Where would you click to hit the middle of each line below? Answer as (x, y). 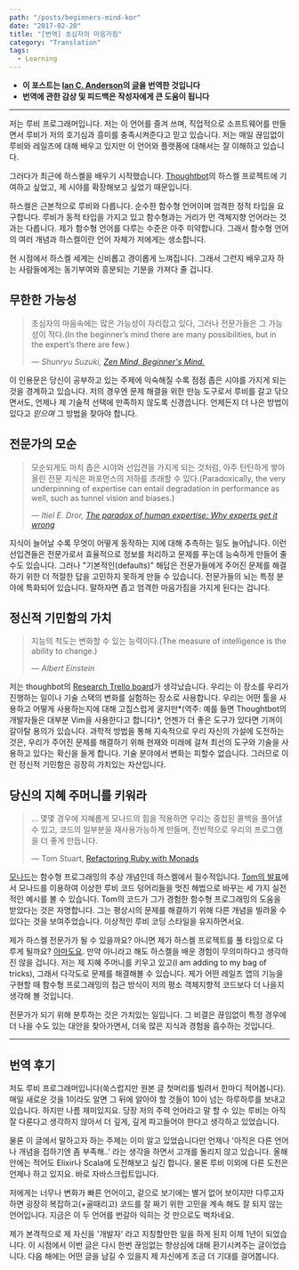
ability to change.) (64, 651)
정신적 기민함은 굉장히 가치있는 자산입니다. (92, 764)
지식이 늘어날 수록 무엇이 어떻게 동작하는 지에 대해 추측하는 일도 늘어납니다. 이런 (148, 543)
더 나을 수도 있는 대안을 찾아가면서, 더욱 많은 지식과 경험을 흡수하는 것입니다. (142, 1026)
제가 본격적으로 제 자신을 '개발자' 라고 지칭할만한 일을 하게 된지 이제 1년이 (137, 1234)
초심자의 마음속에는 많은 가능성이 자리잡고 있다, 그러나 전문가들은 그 (149, 323)
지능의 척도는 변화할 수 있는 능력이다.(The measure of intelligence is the (159, 641)
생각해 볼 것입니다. (41, 996)
